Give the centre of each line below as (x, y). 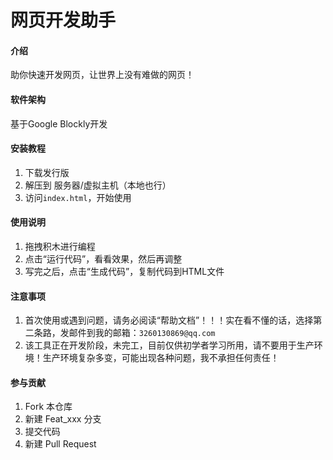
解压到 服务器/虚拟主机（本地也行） (98, 185)
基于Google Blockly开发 (59, 123)
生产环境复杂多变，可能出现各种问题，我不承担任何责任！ (161, 358)
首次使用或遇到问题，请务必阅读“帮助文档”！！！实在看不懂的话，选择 (169, 320)
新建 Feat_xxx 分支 (63, 419)
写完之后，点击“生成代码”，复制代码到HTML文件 (124, 271)
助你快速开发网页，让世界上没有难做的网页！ (102, 75)
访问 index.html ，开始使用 (78, 197)
